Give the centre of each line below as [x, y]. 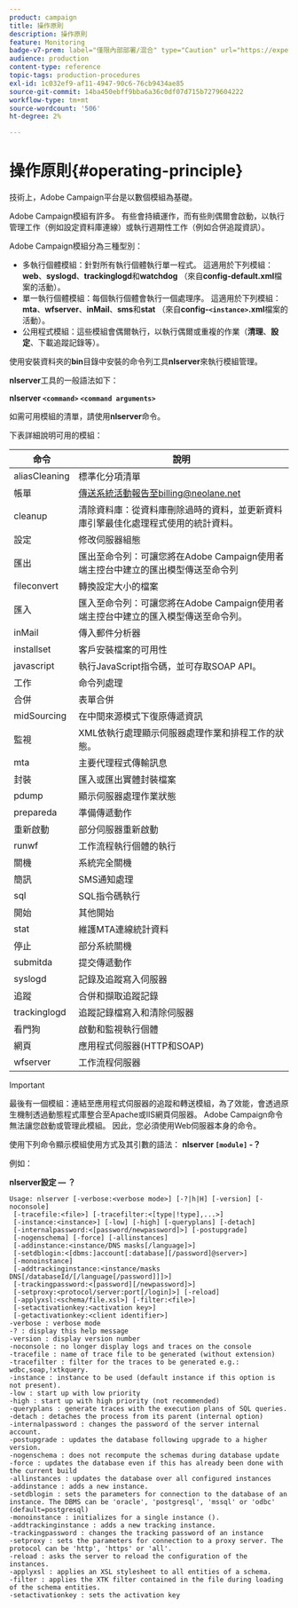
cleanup [31, 516]
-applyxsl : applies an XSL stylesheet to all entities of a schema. [141, 1572]
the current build [43, 1471]
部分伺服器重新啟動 [118, 829]
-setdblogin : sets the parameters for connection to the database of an [149, 1494]
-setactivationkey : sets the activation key [94, 1596]
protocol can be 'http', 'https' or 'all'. [91, 1549]
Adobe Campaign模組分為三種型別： [76, 246]
